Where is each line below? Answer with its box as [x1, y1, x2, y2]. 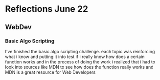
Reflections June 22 [5, 3, 89, 15]
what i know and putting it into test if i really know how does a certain [5, 54, 145, 60]
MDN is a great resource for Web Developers [5, 69, 96, 75]
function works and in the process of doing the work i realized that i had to [5, 59, 156, 64]
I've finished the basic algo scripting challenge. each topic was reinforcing [5, 48, 155, 54]
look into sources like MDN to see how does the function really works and [5, 64, 154, 70]
